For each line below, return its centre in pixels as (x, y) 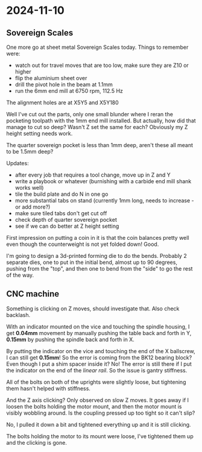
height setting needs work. (39, 133)
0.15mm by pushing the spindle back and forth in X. (70, 339)
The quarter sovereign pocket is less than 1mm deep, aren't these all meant (100, 145)
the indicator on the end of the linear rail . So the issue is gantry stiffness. (97, 370)
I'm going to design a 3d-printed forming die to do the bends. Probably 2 (96, 256)
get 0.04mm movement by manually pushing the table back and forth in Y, (99, 333)
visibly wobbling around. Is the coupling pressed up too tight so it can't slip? (101, 413)
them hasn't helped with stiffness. (48, 388)
